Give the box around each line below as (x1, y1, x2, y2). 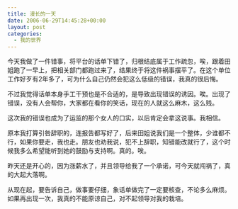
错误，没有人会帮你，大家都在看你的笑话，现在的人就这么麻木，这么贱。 (7, 98, 218, 107)
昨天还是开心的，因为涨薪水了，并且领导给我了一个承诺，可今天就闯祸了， (7, 162, 225, 170)
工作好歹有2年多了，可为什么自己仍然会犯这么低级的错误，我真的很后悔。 (7, 75, 222, 84)
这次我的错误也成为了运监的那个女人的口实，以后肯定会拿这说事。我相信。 (7, 114, 225, 123)
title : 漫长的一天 (7, 10, 57, 18)
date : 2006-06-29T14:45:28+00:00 (7, 17, 106, 24)
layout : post (7, 23, 46, 30)
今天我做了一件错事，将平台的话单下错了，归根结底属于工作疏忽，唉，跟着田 (7, 57, 231, 66)
